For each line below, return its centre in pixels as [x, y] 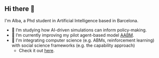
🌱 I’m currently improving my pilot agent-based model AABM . [73, 35]
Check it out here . [37, 50]
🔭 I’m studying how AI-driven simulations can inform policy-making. [79, 30]
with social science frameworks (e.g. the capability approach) [73, 45]
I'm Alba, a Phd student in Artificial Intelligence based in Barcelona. [72, 20]
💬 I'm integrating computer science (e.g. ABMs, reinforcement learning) [83, 40]
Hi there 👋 [20, 9]
